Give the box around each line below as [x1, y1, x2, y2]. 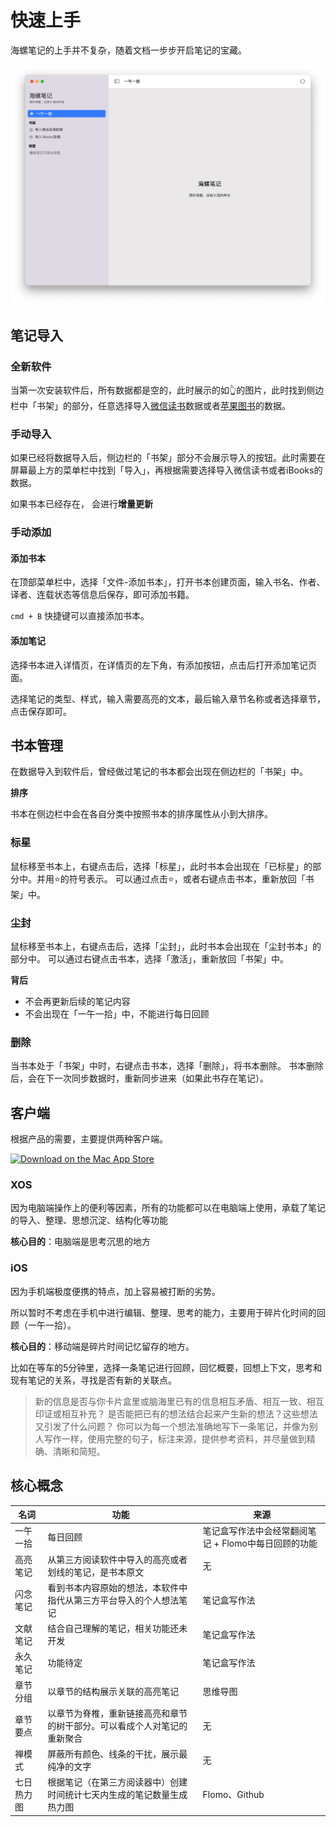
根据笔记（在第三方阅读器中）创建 [47, 1776, 188, 1788]
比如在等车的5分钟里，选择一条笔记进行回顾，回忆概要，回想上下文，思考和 [10, 1361, 323, 1373]
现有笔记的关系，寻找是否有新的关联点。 [10, 1374, 177, 1386]
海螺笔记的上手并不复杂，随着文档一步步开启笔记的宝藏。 [10, 44, 247, 56]
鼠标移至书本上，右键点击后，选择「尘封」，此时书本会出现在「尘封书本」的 [10, 941, 322, 953]
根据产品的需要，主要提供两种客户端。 [10, 1133, 168, 1145]
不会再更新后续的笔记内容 [24, 996, 131, 1008]
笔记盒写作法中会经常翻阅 [202, 1525, 308, 1537]
